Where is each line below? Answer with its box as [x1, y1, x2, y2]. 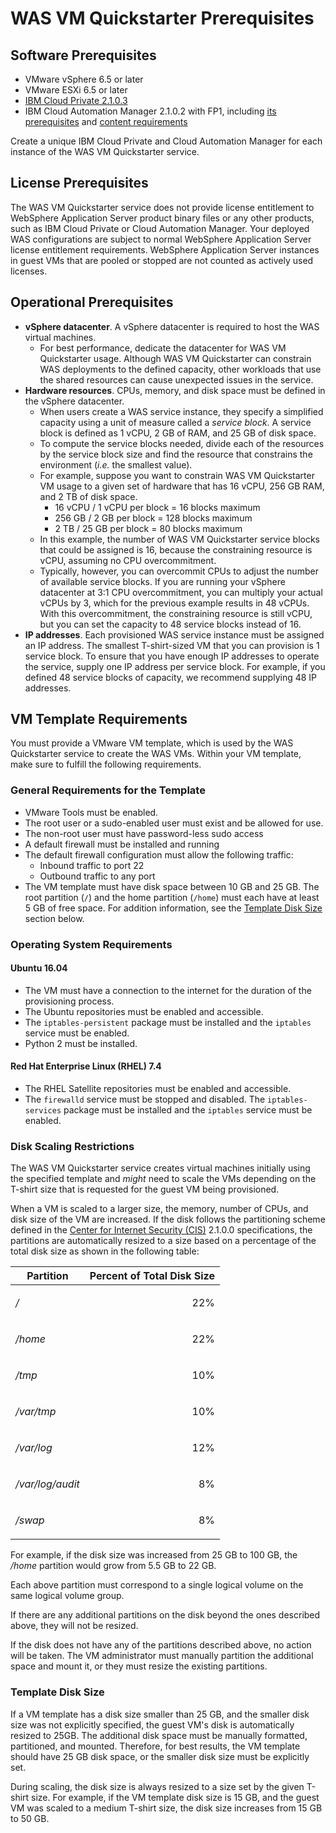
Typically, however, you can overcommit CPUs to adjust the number [39, 565, 319, 577]
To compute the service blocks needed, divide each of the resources [39, 437, 325, 449]
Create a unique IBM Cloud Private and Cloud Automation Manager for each [10, 135, 323, 147]
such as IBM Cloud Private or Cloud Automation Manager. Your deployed [10, 222, 310, 234]
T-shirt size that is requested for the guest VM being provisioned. [10, 1183, 280, 1196]
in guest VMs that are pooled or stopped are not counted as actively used [10, 254, 314, 266]
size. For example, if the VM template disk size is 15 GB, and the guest [31, 1791, 320, 1803]
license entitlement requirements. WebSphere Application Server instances [10, 243, 320, 256]
